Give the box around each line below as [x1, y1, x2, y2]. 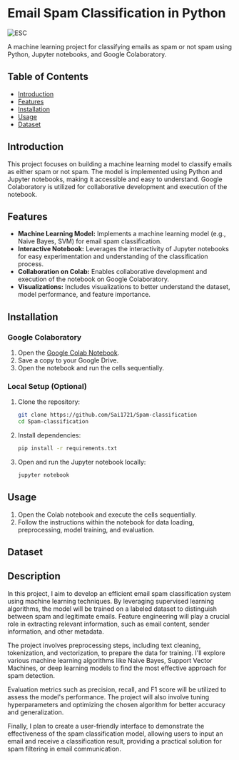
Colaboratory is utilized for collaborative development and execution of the [7, 182, 228, 191]
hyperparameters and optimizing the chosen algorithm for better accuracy [7, 700, 226, 709]
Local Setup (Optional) [7, 381, 87, 391]
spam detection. [7, 671, 56, 679]
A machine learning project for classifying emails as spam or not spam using [7, 42, 232, 51]
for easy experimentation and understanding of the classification [17, 252, 208, 261]
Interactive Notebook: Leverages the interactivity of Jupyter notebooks [17, 245, 230, 253]
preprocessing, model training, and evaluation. [17, 525, 155, 534]
